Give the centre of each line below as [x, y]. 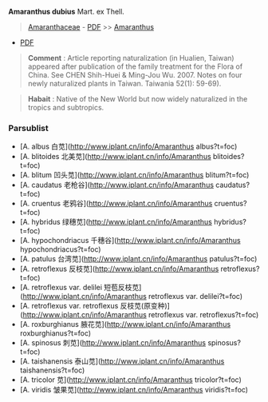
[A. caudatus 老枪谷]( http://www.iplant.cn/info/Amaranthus [116, 185]
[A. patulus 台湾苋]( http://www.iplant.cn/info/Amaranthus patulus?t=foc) [138, 259]
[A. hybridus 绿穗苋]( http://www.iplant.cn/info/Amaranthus [116, 222]
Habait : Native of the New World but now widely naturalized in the [138, 99]
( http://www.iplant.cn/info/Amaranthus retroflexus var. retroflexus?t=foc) [139, 315]
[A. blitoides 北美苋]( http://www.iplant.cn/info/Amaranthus [115, 157]
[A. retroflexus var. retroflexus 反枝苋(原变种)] [95, 306]
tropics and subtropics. [66, 107]
